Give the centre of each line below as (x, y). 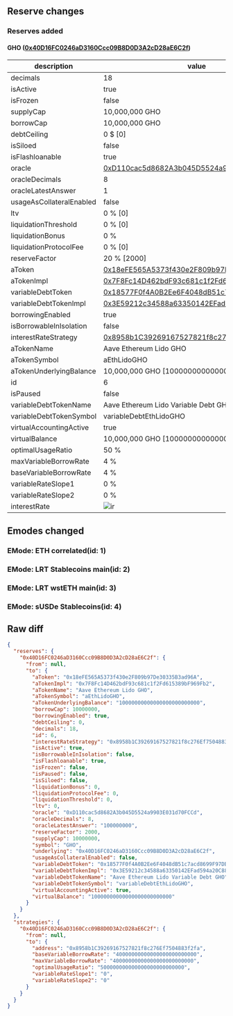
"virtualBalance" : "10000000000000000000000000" (104, 897)
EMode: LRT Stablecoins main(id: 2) (69, 569)
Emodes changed (46, 531)
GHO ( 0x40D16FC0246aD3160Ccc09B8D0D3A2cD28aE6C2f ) (99, 47)
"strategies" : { (37, 922)
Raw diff (25, 628)
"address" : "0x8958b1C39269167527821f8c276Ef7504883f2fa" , (119, 948)
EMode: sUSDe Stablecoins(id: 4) (64, 607)
